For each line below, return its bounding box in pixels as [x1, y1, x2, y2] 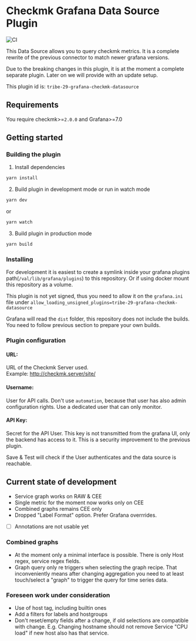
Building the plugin [6, 150, 61, 158]
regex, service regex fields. [14, 557, 81, 564]
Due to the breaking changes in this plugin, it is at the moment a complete [6, 65, 184, 72]
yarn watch [6, 219, 33, 225]
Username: [6, 384, 34, 391]
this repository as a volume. [6, 281, 73, 288]
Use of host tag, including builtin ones [14, 604, 107, 612]
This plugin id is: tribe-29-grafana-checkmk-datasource [6, 82, 139, 90]
